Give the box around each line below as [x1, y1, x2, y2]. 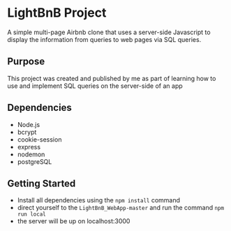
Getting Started [7, 177, 76, 189]
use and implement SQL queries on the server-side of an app [7, 82, 183, 90]
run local [17, 211, 47, 218]
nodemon [17, 150, 45, 158]
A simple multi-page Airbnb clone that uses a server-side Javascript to [7, 28, 211, 36]
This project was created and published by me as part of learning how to [7, 74, 216, 82]
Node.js [17, 120, 40, 128]
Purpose [7, 56, 45, 68]
